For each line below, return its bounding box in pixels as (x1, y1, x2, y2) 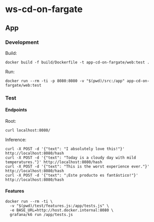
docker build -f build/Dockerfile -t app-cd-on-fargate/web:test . (5, 59, 150, 65)
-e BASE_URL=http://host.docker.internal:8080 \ (10, 208, 114, 213)
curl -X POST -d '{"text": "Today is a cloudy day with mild (5, 155, 136, 160)
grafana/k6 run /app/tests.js (10, 212, 73, 217)
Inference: (5, 137, 27, 142)
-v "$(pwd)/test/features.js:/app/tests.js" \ (10, 203, 109, 208)
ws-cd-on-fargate (5, 4, 83, 15)
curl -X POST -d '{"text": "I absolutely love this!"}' (5, 146, 125, 152)
